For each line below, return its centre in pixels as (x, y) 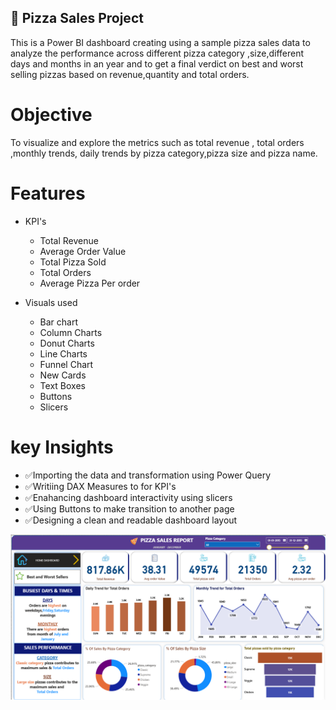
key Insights (62, 447)
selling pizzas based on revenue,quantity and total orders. (130, 74)
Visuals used (51, 302)
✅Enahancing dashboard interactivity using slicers (128, 497)
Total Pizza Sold (73, 262)
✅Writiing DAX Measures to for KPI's (100, 486)
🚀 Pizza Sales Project (77, 18)
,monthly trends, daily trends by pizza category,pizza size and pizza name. (164, 153)
